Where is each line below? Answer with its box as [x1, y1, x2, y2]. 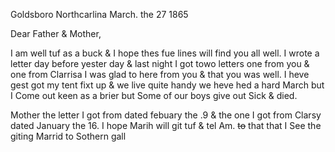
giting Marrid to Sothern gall [10, 130, 127, 142]
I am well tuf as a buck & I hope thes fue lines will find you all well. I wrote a [10, 47, 320, 59]
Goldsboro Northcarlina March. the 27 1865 [10, 9, 189, 20]
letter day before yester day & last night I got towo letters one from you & [10, 58, 310, 69]
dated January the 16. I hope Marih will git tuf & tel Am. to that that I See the [10, 120, 322, 131]
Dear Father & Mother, [10, 28, 102, 39]
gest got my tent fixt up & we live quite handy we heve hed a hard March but [10, 79, 325, 91]
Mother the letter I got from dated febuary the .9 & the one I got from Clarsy [10, 109, 322, 121]
